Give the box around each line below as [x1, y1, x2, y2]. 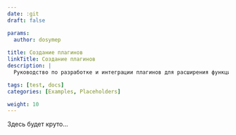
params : [7, 30, 30, 37]
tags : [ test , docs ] [7, 82, 65, 89]
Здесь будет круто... [7, 120, 69, 129]
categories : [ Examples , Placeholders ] [7, 88, 121, 95]
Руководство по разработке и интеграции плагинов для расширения [13, 68, 209, 76]
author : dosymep [13, 36, 61, 43]
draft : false [7, 17, 46, 24]
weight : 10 [7, 101, 39, 108]
